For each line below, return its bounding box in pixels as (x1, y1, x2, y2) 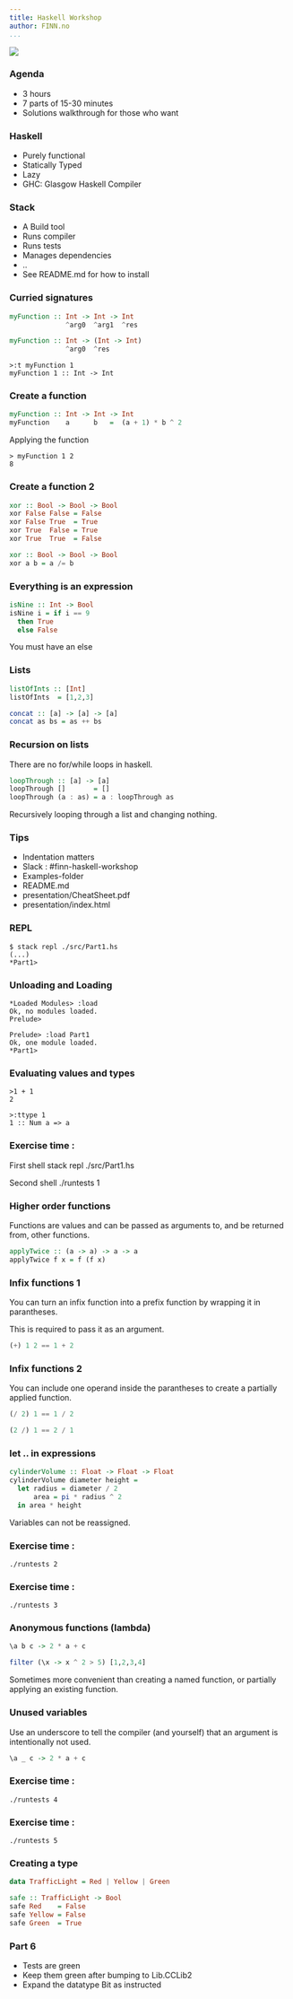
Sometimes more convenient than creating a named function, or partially (9, 1674, 277, 1685)
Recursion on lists (9, 738, 90, 751)
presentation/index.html (22, 899, 110, 911)
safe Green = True (9, 1918, 82, 1927)
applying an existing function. (9, 1684, 119, 1695)
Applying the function (9, 434, 90, 445)
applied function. (9, 1392, 72, 1403)
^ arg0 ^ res (65, 345, 110, 354)
